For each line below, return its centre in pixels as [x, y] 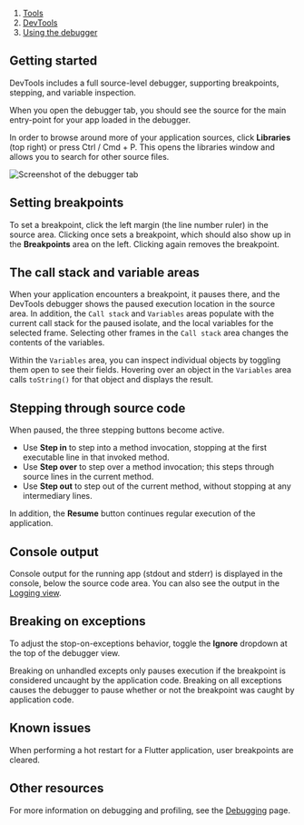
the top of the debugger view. [65, 652]
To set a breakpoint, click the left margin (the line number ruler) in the [139, 224]
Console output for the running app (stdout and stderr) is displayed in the [146, 574]
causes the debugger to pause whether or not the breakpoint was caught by [152, 690]
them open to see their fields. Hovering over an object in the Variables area [151, 370]
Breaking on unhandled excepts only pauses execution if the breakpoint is [147, 671]
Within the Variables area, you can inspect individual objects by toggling [145, 360]
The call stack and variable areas [104, 273]
